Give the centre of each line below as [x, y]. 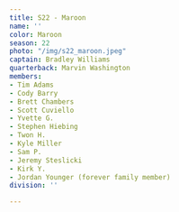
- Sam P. [26, 152]
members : [26, 77]
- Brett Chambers [42, 101]
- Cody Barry [34, 93]
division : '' [34, 186]
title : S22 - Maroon [48, 18]
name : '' [26, 26]
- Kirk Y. [28, 169]
